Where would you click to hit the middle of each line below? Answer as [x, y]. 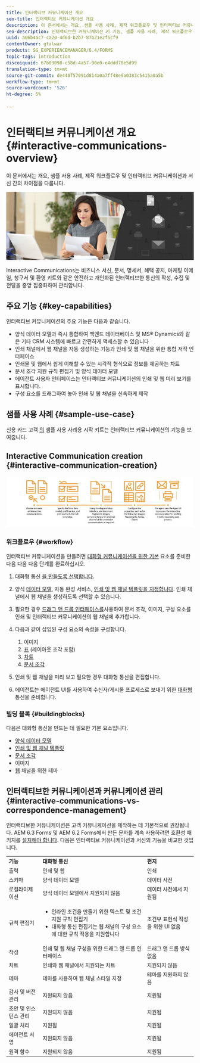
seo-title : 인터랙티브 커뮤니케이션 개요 [50, 19]
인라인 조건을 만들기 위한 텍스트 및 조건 [96, 911]
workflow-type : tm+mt [33, 82]
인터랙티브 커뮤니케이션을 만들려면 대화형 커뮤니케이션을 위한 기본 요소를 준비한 [99, 556]
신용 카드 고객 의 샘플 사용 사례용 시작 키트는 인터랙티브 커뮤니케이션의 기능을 [96, 430]
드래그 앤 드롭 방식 [168, 948]
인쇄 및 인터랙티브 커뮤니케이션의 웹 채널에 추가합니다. [78, 616]
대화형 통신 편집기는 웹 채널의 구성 [91, 926]
